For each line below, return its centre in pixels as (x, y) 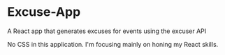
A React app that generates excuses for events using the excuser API (107, 31)
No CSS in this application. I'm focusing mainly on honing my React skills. (113, 44)
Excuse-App (44, 12)
